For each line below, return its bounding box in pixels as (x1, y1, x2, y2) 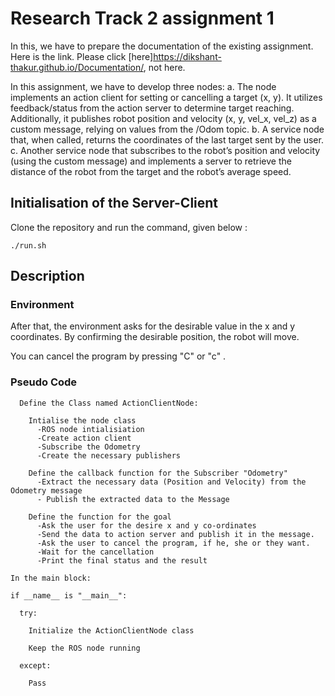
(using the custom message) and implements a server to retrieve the (10, 155, 292, 167)
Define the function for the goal (28, 512, 172, 522)
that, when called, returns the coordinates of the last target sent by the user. (10, 133, 324, 146)
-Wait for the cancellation (36, 547, 155, 557)
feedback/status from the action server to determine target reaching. (10, 102, 295, 114)
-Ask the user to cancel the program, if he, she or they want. (36, 538, 311, 548)
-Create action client (36, 433, 132, 443)
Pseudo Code (10, 375, 78, 389)
